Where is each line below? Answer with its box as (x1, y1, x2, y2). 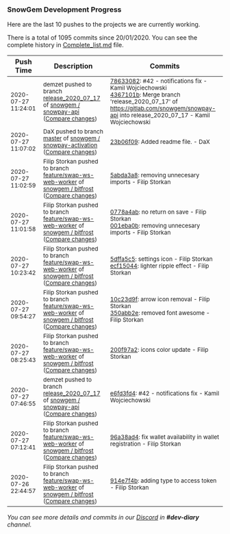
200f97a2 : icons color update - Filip (110, 346, 209, 354)
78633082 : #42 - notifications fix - (110, 77, 207, 85)
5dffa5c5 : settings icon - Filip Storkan (110, 255, 214, 263)
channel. (7, 520, 32, 529)
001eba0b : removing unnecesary (110, 222, 201, 230)
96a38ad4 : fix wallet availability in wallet (110, 433, 220, 441)
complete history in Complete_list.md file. (7, 41, 125, 49)
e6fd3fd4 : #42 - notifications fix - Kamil (110, 390, 220, 398)
